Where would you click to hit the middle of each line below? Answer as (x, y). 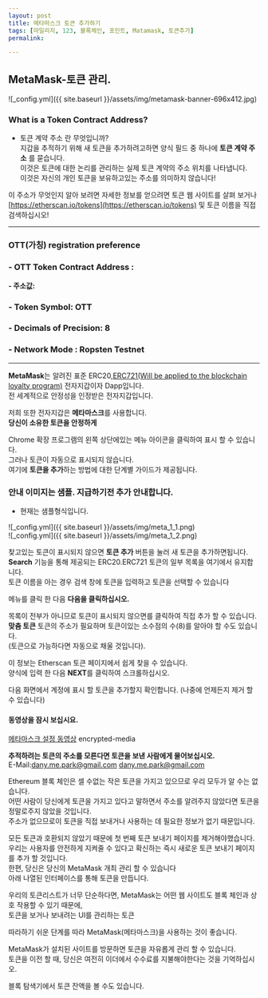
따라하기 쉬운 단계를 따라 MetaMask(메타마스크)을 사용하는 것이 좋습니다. (123, 932)
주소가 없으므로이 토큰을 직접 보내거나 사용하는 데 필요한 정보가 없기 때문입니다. (132, 821)
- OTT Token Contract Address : (71, 267)
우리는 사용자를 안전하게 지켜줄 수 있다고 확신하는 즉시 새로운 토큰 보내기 (121, 849)
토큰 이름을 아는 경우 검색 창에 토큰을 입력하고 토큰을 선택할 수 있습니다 (119, 582)
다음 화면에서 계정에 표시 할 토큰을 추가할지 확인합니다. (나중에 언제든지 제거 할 (131, 690)
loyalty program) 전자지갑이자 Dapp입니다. (76, 385)
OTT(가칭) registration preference (75, 245)
